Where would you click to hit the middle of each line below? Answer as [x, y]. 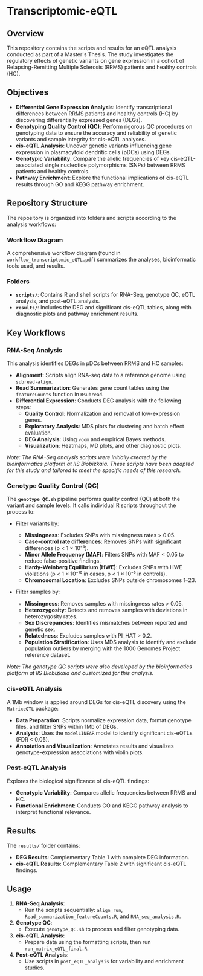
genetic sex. [40, 629]
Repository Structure [47, 203]
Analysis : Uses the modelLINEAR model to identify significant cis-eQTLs [104, 733]
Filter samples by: [38, 592]
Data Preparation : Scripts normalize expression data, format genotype [104, 720]
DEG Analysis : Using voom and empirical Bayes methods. [95, 439]
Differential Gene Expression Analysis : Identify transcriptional [94, 107]
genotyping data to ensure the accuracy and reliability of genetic [96, 133]
